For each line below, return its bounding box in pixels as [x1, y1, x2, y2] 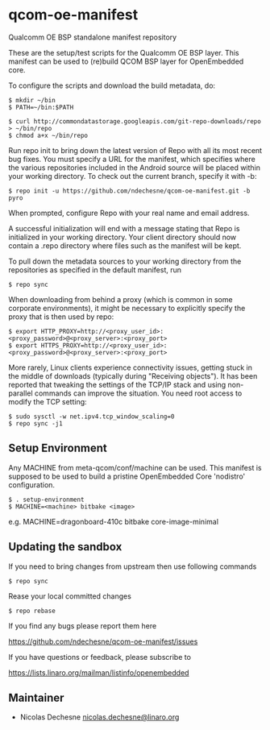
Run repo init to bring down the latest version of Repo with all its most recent [8, 145, 263, 155]
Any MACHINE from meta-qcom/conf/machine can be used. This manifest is [8, 462, 262, 472]
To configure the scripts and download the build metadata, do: [8, 81, 216, 90]
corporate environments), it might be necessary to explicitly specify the [8, 303, 246, 313]
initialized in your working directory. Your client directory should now [8, 232, 237, 242]
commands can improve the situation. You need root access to [34, 388, 243, 398]
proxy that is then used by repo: [8, 312, 114, 321]
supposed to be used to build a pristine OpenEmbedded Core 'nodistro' [8, 471, 246, 481]
